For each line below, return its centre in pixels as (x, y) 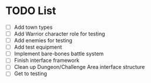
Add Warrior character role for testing (59, 34)
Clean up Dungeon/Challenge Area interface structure (79, 67)
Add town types (33, 27)
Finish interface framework (47, 61)
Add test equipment (38, 47)
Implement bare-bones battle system (59, 54)
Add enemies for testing (43, 41)
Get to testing (31, 74)
